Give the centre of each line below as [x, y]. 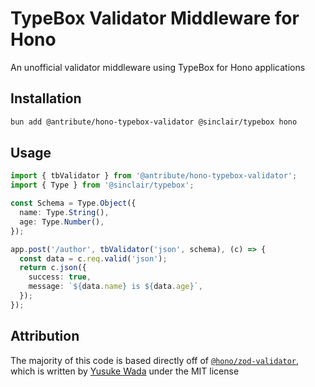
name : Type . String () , [64, 213]
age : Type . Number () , [62, 222]
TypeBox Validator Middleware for [155, 18]
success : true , [60, 277]
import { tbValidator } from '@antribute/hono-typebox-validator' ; [154, 176]
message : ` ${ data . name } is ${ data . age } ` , [115, 287]
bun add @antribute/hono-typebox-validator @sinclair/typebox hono [154, 122]
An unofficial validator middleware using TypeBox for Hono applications [158, 67]
